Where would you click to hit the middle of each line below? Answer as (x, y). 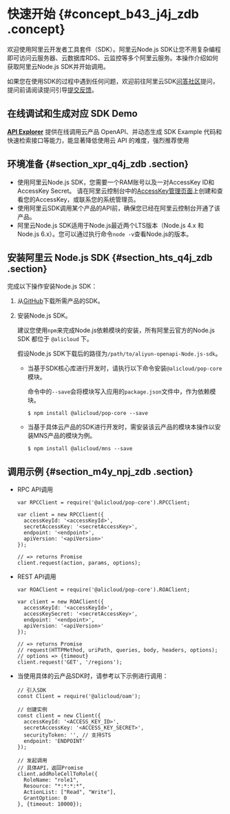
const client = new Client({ (59, 716)
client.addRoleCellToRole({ (57, 774)
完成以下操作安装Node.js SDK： (52, 287)
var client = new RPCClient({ (61, 515)
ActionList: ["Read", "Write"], (70, 792)
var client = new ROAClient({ (61, 602)
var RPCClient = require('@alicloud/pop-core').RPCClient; (104, 503)
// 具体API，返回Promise (50, 768)
